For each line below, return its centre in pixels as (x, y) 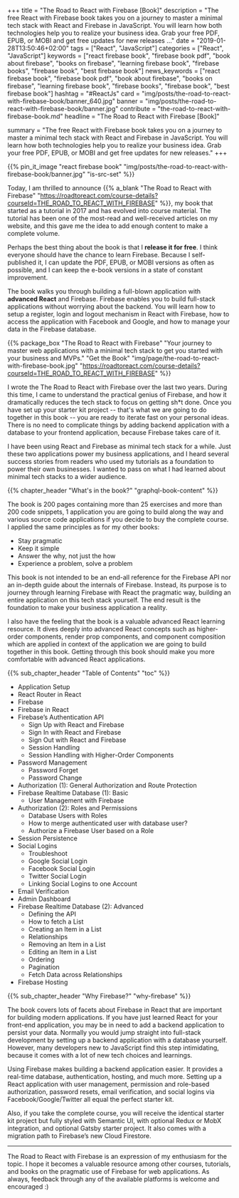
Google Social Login (58, 861)
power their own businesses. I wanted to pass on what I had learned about (117, 469)
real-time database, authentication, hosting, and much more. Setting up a (115, 1076)
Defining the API (52, 914)
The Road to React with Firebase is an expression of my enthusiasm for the (117, 1156)
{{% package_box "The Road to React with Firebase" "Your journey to (110, 343)
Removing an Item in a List (67, 944)
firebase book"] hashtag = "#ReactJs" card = (74, 93)
